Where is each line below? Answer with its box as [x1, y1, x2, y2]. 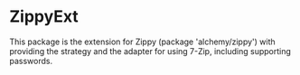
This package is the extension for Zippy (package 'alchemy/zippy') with [9, 36, 276, 47]
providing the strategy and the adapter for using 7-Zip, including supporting [9, 45, 292, 56]
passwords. [9, 55, 52, 66]
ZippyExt [9, 6, 79, 27]
